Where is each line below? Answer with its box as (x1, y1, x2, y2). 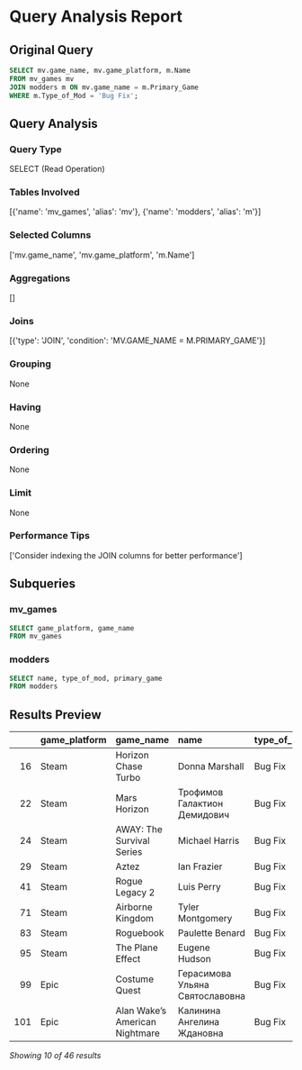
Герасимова (178, 967, 232, 980)
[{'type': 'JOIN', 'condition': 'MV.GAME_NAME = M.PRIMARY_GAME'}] (9, 335, 266, 346)
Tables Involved (9, 186, 80, 199)
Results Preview (9, 707, 102, 722)
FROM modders (9, 682, 58, 691)
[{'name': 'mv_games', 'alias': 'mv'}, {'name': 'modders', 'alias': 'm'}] (9, 206, 262, 217)
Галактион (178, 797, 224, 810)
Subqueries (9, 576, 76, 592)
